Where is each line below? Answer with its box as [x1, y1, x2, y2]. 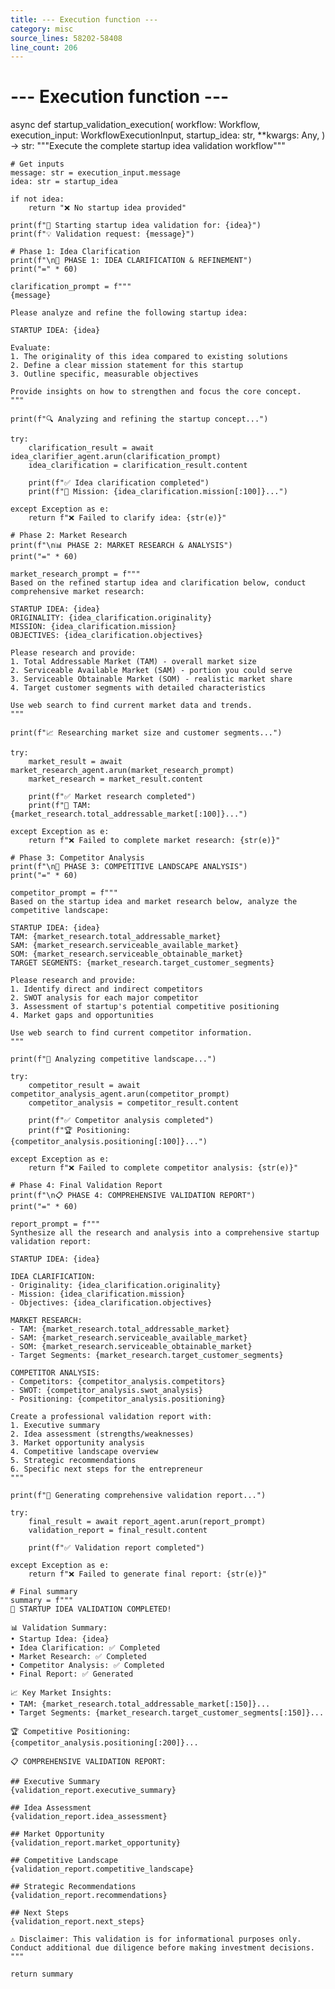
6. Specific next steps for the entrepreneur [10, 1464, 203, 1475]
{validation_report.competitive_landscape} [10, 1864, 195, 1875]
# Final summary [10, 1587, 78, 1597]
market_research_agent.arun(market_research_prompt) [10, 766, 235, 776]
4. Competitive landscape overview [10, 1447, 159, 1457]
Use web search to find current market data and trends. [10, 701, 253, 711]
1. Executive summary [10, 1421, 101, 1431]
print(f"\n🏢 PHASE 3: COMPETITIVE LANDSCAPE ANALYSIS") [10, 862, 248, 872]
